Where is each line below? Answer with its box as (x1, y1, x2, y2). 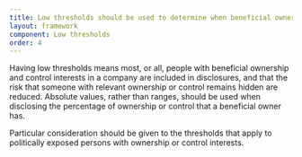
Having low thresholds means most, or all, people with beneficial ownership (9, 63, 289, 74)
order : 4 (9, 38, 42, 48)
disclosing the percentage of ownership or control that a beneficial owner (9, 100, 281, 112)
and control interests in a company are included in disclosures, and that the (9, 73, 289, 83)
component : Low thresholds (9, 30, 111, 39)
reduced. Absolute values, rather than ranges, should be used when (9, 92, 262, 102)
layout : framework (9, 22, 78, 31)
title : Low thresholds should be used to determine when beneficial (9, 13, 271, 22)
